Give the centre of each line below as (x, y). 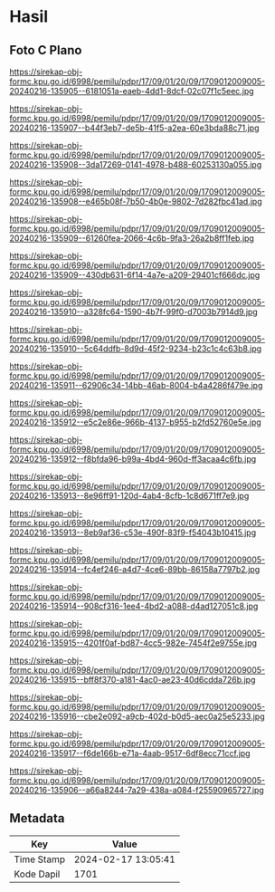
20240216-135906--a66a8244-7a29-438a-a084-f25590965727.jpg (137, 790)
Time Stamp (40, 859)
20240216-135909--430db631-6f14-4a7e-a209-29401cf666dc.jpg (135, 275)
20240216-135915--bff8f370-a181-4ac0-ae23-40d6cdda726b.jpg (133, 680)
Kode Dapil (37, 874)
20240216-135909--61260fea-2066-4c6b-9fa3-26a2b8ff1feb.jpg (132, 238)
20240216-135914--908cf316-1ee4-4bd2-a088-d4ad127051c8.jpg (134, 606)
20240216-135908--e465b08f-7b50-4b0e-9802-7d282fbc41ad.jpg (136, 201)
